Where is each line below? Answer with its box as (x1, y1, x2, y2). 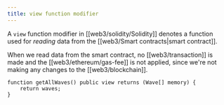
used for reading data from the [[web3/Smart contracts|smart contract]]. (7, 36, 218, 45)
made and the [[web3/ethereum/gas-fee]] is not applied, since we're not (7, 57, 217, 66)
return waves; (20, 85, 61, 92)
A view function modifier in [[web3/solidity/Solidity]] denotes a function (7, 29, 213, 38)
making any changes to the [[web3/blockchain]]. (7, 65, 148, 73)
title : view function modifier (7, 10, 99, 17)
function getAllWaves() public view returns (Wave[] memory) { (7, 78, 197, 86)
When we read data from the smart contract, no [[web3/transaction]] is (7, 50, 213, 59)
